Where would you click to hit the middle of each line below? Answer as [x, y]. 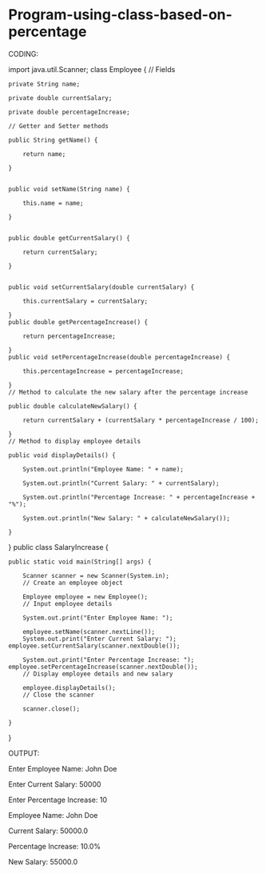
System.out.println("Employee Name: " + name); [103, 469]
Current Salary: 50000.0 [48, 831]
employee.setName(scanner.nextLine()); [89, 631]
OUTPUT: [24, 753]
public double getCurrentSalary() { [69, 238]
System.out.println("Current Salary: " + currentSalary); [121, 483]
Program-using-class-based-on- [121, 15]
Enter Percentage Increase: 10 [58, 800]
